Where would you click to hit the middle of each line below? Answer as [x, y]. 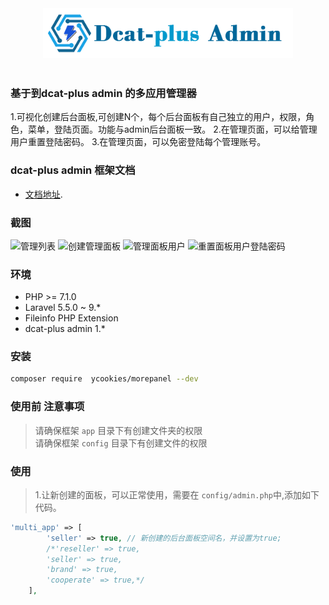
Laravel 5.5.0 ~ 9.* [63, 308]
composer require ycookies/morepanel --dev [104, 379]
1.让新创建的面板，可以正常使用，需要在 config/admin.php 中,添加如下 [177, 494]
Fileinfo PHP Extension [71, 318]
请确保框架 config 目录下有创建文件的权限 [121, 443]
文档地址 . [43, 194]
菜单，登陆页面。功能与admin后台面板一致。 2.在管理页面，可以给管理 [172, 129]
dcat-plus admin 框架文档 [73, 170]
